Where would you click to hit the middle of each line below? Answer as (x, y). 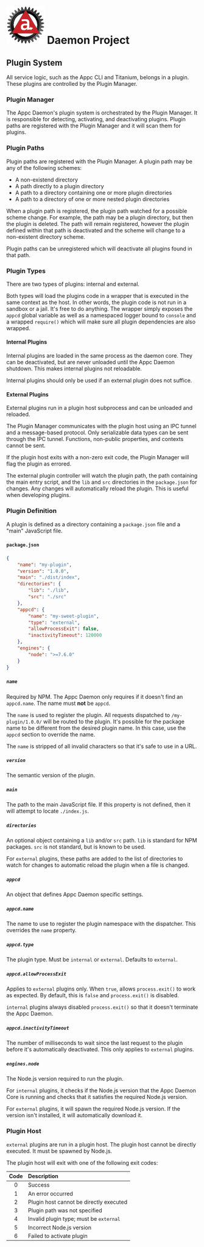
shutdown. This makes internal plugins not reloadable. (74, 369)
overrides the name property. (42, 930)
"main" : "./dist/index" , (49, 578)
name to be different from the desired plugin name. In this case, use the (96, 728)
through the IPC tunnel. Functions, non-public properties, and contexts (95, 439)
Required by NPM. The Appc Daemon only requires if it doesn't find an (95, 696)
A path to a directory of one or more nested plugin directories (92, 199)
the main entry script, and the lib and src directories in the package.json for (102, 482)
